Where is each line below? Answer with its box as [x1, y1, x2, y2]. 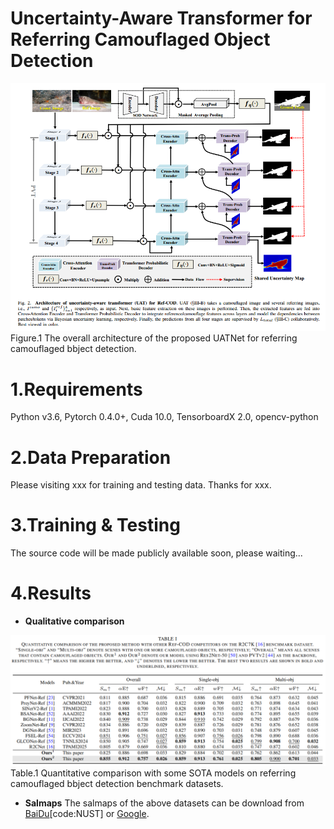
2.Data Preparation [10, 446, 172, 469]
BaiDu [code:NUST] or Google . [24, 807, 150, 819]
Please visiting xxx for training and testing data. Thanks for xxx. [10, 479, 272, 491]
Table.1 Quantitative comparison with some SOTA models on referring [10, 767, 297, 779]
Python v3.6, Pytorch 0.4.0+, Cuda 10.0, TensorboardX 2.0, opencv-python [10, 411, 319, 423]
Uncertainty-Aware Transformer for [10, 7, 313, 30]
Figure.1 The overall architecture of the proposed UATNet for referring [10, 332, 298, 344]
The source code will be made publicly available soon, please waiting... [10, 547, 303, 559]
